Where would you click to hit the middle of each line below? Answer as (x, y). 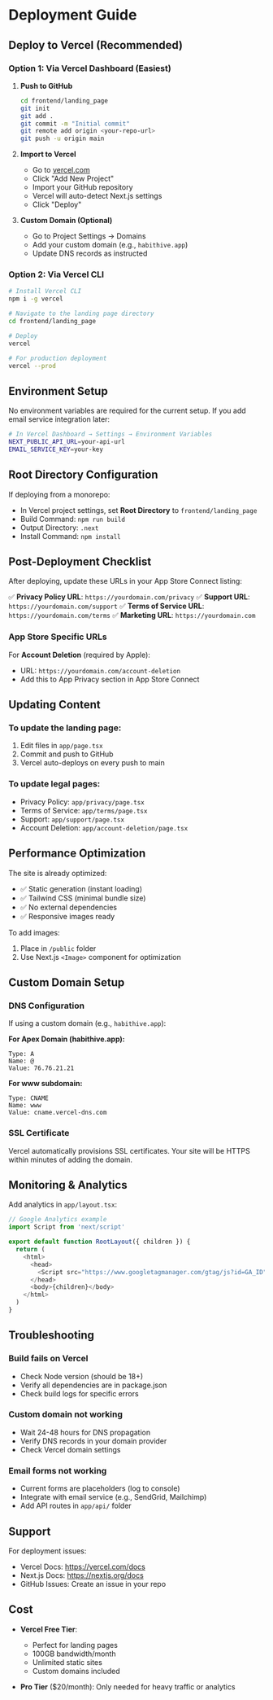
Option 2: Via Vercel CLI (56, 274)
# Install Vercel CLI (45, 291)
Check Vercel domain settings (70, 1449)
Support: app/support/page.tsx (72, 819)
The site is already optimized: (58, 873)
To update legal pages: (54, 784)
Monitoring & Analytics (68, 1185)
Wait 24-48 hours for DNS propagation (85, 1432)
